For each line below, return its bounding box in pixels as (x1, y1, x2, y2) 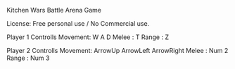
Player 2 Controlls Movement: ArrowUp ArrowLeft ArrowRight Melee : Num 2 (6, 47, 229, 54)
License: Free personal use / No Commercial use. (6, 20, 150, 27)
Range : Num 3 (6, 54, 50, 62)
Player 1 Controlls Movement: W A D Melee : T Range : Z (6, 33, 170, 41)
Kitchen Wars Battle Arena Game (6, 6, 101, 14)
